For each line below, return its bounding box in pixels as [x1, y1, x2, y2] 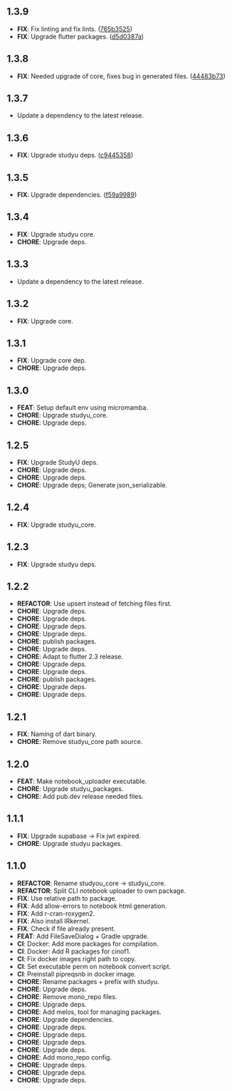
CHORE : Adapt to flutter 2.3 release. [16, 652, 124, 661]
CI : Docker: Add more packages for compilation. [16, 939, 159, 948]
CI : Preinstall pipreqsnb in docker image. [16, 969, 137, 978]
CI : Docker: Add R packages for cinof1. [16, 947, 131, 956]
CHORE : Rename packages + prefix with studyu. [16, 977, 159, 986]
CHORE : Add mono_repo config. [16, 1053, 112, 1061]
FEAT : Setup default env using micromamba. [16, 403, 149, 412]
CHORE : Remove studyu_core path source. [16, 738, 143, 746]
